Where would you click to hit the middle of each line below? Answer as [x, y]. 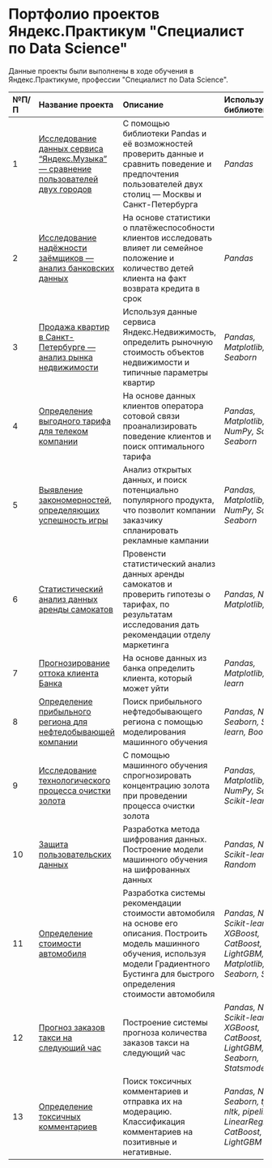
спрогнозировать [157, 775]
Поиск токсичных [157, 1081]
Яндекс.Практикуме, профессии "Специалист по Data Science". [119, 79]
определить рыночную [168, 342]
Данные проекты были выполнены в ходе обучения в [101, 70]
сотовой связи [151, 416]
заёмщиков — [66, 258]
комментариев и [155, 1091]
